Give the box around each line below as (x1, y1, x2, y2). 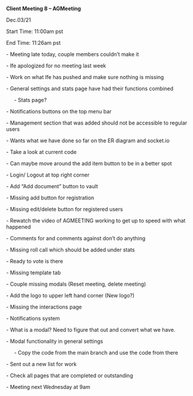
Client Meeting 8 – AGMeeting (6, 5, 81, 12)
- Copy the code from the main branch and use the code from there (14, 349, 178, 356)
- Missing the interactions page (6, 303, 83, 310)
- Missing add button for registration (6, 194, 94, 201)
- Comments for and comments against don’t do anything (6, 235, 146, 241)
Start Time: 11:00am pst (6, 28, 64, 35)
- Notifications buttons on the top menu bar (6, 108, 112, 114)
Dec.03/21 (6, 17, 31, 23)
